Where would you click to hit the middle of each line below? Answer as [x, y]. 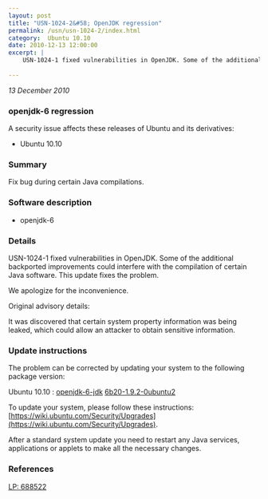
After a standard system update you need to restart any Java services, [124, 440]
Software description [50, 203]
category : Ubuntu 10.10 [49, 38]
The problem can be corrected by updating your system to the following [126, 368]
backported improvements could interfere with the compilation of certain [128, 266]
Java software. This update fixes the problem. [84, 275]
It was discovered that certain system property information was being [123, 321]
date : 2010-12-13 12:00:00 [53, 46]
